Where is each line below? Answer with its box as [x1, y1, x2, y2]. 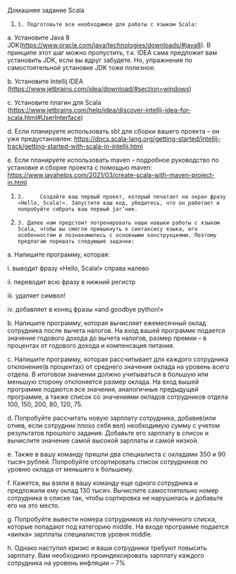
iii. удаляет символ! [7, 291, 66, 300]
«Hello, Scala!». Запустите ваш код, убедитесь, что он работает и [17, 199, 220, 206]
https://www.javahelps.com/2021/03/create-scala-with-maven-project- [7, 171, 215, 179]
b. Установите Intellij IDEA [7, 77, 83, 86]
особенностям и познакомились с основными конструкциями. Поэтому [17, 232, 217, 239]
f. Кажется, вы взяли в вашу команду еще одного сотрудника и [7, 479, 199, 487]
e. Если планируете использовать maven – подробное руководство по [7, 156, 220, 164]
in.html [7, 178, 27, 187]
